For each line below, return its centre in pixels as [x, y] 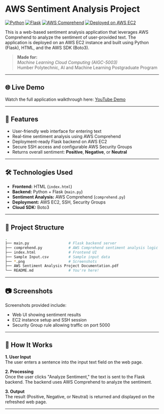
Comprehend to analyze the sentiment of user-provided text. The [71, 37]
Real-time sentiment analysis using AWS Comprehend [66, 136]
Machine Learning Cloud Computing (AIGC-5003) [67, 62]
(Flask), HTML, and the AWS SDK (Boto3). [47, 47]
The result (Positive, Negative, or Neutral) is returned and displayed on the [80, 396]
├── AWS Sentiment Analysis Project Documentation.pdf [62, 266]
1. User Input [18, 357]
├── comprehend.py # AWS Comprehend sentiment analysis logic [82, 248]
